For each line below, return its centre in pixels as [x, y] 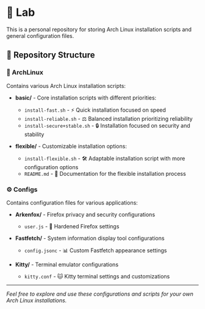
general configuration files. [40, 35]
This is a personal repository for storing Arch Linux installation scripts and [99, 29]
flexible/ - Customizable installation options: [71, 146]
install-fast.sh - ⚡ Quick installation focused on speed [95, 110]
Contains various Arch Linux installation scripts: [66, 85]
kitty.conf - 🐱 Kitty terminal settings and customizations [97, 276]
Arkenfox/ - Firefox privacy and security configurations [85, 214]
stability [34, 134]
